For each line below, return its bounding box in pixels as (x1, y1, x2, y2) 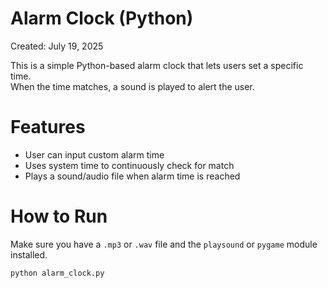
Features (10, 116, 86, 139)
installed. (10, 248, 48, 261)
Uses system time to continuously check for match (24, 159, 235, 171)
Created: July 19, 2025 (10, 40, 104, 52)
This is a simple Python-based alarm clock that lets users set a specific (10, 59, 304, 71)
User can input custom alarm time (24, 148, 165, 161)
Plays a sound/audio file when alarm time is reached (24, 170, 241, 182)
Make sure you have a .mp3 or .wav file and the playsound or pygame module (10, 238, 318, 250)
